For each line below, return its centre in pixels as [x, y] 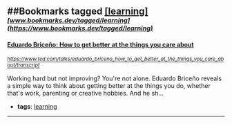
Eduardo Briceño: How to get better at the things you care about [101, 44]
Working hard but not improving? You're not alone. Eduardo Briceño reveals [115, 78]
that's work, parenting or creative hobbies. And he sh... [86, 93]
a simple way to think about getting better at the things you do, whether [109, 85]
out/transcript [23, 65]
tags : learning [37, 106]
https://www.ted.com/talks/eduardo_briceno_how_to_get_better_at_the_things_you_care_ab [116, 59]
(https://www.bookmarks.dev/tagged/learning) [80, 29]
